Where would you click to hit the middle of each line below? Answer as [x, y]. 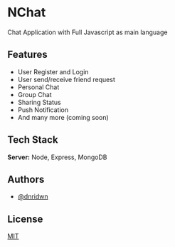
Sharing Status [39, 102]
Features [27, 55]
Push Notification [43, 110]
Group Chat [35, 94]
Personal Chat [38, 87]
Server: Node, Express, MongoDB [58, 157]
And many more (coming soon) [63, 117]
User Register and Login [53, 71]
